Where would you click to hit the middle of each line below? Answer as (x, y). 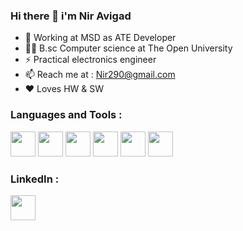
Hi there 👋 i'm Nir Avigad (71, 16)
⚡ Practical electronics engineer (90, 60)
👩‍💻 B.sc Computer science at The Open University (128, 48)
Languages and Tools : (66, 115)
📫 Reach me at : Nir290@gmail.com (100, 75)
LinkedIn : (35, 179)
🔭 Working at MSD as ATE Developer (100, 38)
